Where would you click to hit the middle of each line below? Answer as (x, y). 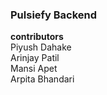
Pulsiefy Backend (54, 15)
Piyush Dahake (41, 47)
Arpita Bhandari (42, 79)
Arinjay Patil (35, 58)
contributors (37, 37)
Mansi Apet (34, 69)
